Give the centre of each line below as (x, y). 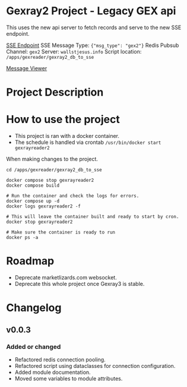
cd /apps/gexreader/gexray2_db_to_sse (54, 170)
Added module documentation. (53, 372)
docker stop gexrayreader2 (39, 222)
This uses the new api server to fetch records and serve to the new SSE (94, 27)
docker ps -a (22, 238)
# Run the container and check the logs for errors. (73, 196)
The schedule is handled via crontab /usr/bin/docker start (88, 142)
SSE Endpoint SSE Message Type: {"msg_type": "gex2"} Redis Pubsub (93, 45)
